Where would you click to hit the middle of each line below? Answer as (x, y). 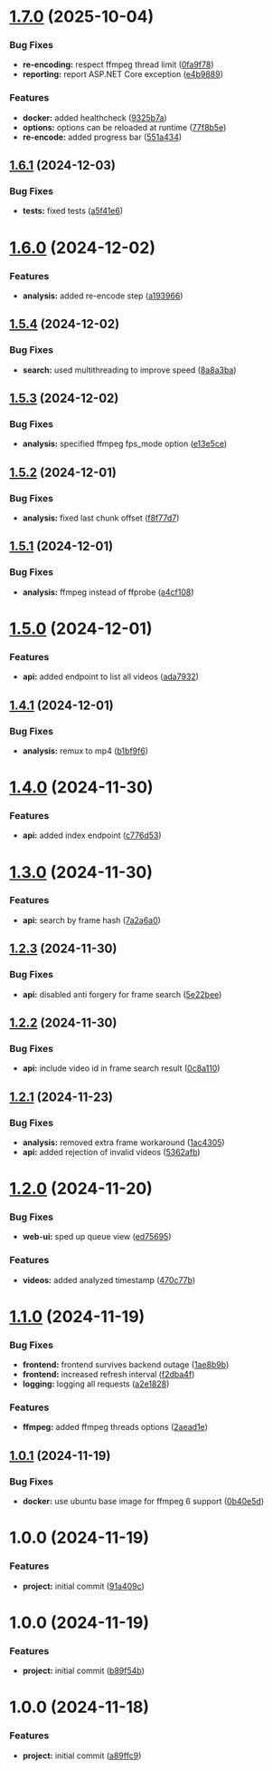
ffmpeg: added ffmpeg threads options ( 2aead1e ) (115, 1427)
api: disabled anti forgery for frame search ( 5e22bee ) (122, 994)
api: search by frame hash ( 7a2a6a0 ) (91, 920)
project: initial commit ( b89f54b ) (83, 1671)
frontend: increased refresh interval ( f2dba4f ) (108, 1375)
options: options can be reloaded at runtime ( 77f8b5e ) (124, 127)
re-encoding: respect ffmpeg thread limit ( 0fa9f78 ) (118, 64)
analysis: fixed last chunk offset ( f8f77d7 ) (101, 518)
